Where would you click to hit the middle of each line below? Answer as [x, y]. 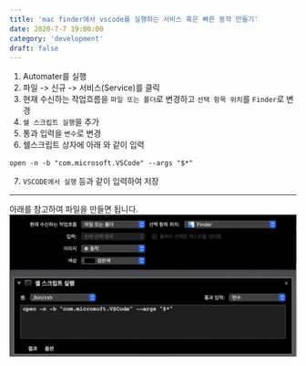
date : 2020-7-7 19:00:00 [56, 29]
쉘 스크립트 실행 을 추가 [61, 122]
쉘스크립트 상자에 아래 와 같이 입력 [83, 145]
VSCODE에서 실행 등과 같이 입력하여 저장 [91, 182]
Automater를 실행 [55, 77]
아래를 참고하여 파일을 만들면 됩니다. [74, 209]
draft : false [34, 48]
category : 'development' [56, 38]
